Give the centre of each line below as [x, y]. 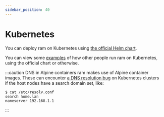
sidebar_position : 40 [27, 10]
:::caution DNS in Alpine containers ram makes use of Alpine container [77, 72]
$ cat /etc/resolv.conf [30, 92]
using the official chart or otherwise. [42, 63]
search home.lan [22, 96]
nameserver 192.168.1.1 [30, 101]
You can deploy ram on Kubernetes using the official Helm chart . [71, 48]
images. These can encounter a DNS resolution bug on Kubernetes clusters [82, 78]
